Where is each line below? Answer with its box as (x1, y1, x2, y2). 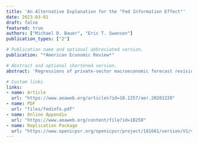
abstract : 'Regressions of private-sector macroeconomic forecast (6, 68, 173, 74)
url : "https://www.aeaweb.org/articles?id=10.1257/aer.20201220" (11, 95, 176, 101)
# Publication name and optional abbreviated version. (6, 46, 144, 53)
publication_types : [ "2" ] (6, 36, 70, 42)
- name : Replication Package (6, 122, 78, 128)
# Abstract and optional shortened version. (6, 62, 117, 68)
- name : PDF (6, 101, 35, 107)
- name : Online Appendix (6, 111, 67, 118)
